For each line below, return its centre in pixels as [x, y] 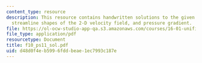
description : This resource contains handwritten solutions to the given [101, 17]
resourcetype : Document [36, 40]
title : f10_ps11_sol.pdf [37, 46]
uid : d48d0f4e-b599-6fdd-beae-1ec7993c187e [62, 51]
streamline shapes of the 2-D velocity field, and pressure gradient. [102, 23]
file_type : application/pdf [41, 34]
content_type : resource [36, 12]
